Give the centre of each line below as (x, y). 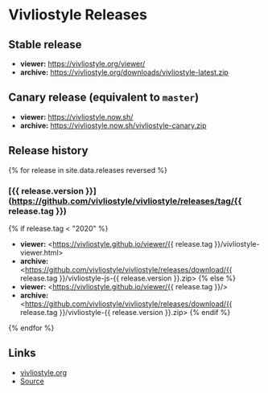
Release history (48, 151)
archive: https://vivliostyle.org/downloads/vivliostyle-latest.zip (124, 72)
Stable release (45, 45)
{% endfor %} (31, 328)
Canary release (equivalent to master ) (104, 98)
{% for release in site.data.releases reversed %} (88, 170)
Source (32, 381)
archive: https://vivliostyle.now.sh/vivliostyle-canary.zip (113, 125)
